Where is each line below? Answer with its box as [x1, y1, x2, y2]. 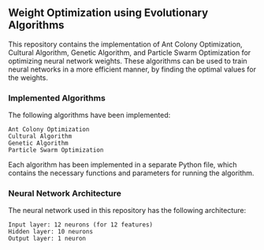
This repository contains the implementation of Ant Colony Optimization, [8, 39, 243, 49]
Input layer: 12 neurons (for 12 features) [8, 221, 154, 229]
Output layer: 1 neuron [8, 235, 87, 243]
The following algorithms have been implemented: [8, 110, 171, 120]
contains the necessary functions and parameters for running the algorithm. [8, 168, 255, 178]
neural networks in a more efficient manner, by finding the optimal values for [8, 64, 256, 74]
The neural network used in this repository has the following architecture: [8, 206, 247, 215]
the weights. [8, 72, 49, 82]
